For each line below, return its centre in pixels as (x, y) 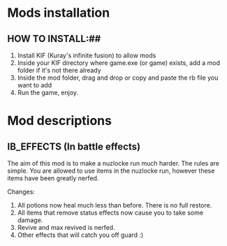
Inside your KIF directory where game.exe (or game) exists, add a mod (118, 63)
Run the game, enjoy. (48, 93)
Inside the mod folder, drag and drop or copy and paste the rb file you (118, 78)
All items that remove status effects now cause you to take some (110, 212)
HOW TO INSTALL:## (54, 39)
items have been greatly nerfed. (53, 178)
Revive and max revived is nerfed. (66, 227)
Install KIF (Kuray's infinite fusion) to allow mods (87, 55)
